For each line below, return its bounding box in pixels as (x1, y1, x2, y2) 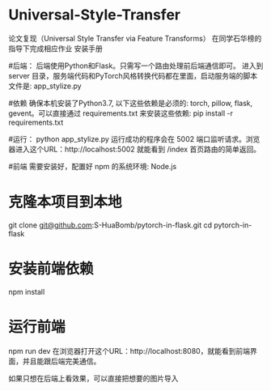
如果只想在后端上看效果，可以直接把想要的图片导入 (8, 373, 179, 383)
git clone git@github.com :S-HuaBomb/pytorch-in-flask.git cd (8, 220, 213, 230)
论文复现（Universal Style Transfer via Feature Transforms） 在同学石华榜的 (8, 33, 262, 43)
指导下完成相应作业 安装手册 (8, 43, 103, 53)
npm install (8, 287, 45, 296)
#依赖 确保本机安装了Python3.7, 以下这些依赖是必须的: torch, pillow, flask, (8, 98, 253, 108)
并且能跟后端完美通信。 (22, 356, 101, 366)
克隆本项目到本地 (8, 193, 123, 211)
